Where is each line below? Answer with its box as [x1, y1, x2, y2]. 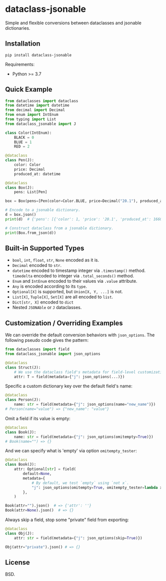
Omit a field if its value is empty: [5, 415, 71, 422]
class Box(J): [5, 185, 35, 190]
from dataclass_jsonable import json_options [5, 352, 100, 357]
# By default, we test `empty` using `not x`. [31, 480, 129, 485]
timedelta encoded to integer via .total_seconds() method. [12, 273, 134, 279]
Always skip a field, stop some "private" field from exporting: [5, 517, 129, 523]
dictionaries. [5, 25, 31, 31]
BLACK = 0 [14, 135, 35, 140]
